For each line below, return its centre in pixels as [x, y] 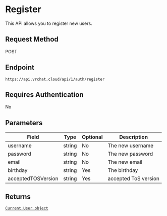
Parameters [24, 123]
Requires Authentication [44, 95]
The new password [130, 154]
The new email [125, 162]
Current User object [27, 208]
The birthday [123, 170]
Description [133, 137]
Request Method [32, 39]
